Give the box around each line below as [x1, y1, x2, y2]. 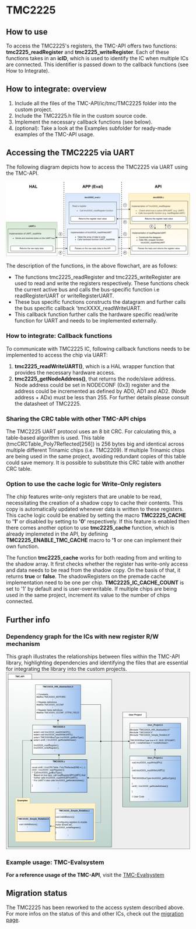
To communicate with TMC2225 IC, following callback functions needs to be [6, 345, 190, 352]
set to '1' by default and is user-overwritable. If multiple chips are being [6, 585, 177, 592]
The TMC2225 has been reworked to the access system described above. [6, 904, 185, 911]
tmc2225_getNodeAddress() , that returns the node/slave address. [14, 375, 176, 382]
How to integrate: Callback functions [6, 332, 113, 340]
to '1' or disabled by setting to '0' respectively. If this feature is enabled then [6, 518, 190, 525]
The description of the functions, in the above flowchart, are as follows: [6, 262, 178, 269]
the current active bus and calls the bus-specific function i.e [14, 286, 160, 293]
